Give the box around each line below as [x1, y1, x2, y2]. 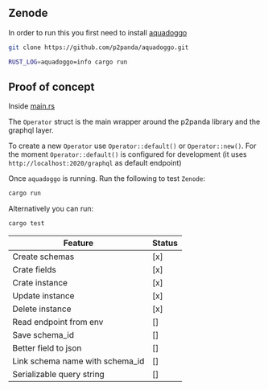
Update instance [12, 290, 75, 302]
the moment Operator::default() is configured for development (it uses [8, 150, 247, 159]
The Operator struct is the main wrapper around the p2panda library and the [8, 117, 261, 127]
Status [152, 237, 179, 248]
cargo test [8, 220, 45, 228]
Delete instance [12, 303, 72, 314]
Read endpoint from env [12, 317, 104, 328]
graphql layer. [8, 125, 54, 135]
